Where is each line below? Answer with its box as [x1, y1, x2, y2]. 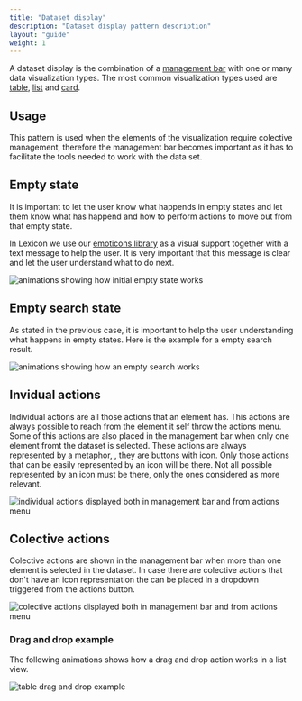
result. [9, 343, 33, 354]
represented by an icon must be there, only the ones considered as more [9, 469, 280, 479]
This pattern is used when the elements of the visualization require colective [9, 132, 293, 143]
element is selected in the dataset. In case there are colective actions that [9, 565, 283, 576]
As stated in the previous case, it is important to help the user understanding [9, 324, 294, 335]
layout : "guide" [9, 30, 70, 39]
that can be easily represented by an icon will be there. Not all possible [9, 459, 273, 469]
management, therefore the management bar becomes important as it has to [9, 141, 294, 153]
